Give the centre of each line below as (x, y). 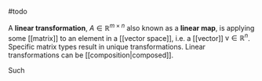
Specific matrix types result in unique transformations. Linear (107, 47)
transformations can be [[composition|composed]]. (91, 55)
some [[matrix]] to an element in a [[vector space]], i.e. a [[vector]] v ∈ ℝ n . (129, 37)
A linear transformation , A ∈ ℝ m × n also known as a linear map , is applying (131, 27)
